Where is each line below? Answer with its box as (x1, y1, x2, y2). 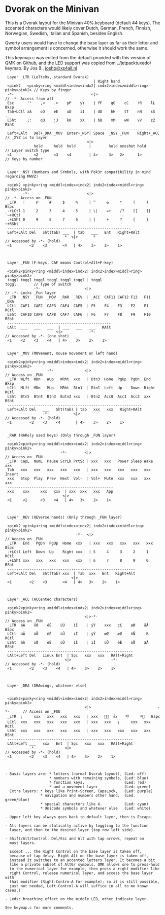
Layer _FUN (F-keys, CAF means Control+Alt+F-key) (7, 260, 113, 265)
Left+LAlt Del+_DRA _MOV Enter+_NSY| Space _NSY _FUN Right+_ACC (7, 131, 160, 136)
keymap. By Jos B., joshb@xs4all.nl (5, 65, 77, 71)
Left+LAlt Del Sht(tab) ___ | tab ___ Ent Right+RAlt (7, 230, 140, 235)
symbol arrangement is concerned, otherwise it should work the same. (5, 45, 149, 51)
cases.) (5, 888, 21, 893)
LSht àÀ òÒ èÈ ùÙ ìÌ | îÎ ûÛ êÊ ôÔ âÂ (7, 640, 149, 645)
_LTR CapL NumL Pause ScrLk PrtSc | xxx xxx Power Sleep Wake (7, 459, 153, 464)
